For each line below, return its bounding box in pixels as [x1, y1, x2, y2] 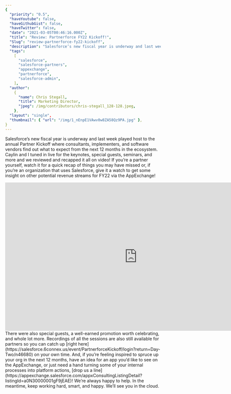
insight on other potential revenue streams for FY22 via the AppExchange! [5, 173, 156, 178]
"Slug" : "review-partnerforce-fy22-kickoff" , [9, 40, 105, 44]
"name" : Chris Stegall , [18, 94, 68, 99]
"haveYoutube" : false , [9, 16, 56, 21]
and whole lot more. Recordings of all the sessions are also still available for [5, 336, 159, 342]
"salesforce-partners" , [18, 62, 68, 67]
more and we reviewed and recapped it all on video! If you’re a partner [5, 157, 148, 163]
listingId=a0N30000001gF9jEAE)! [5, 378, 73, 384]
